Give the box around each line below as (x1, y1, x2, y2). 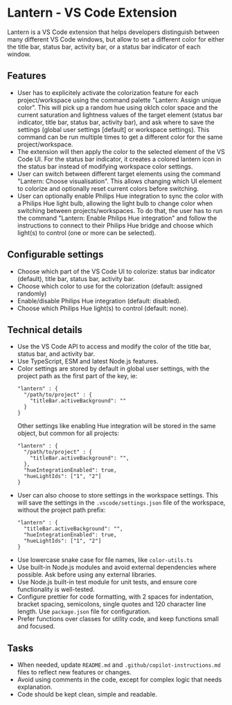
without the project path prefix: (17, 506, 106, 514)
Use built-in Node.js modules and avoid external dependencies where (17, 563, 217, 572)
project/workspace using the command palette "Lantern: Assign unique (17, 96, 222, 104)
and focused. (17, 622, 55, 631)
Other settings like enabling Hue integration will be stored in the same (17, 422, 216, 430)
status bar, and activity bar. (17, 350, 96, 358)
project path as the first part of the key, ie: (17, 372, 138, 380)
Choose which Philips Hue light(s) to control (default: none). (17, 304, 188, 312)
